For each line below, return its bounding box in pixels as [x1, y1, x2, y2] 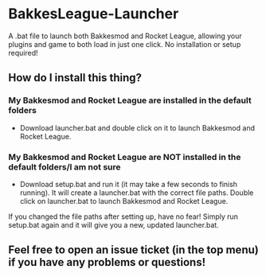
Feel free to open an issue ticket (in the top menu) [8, 244, 259, 257]
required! [8, 48, 38, 57]
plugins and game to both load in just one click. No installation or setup [8, 39, 241, 49]
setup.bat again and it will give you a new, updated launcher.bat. [8, 220, 219, 229]
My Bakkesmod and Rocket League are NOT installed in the [8, 151, 241, 162]
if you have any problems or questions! [8, 256, 206, 269]
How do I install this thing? [8, 71, 142, 84]
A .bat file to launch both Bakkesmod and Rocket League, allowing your [8, 31, 243, 41]
